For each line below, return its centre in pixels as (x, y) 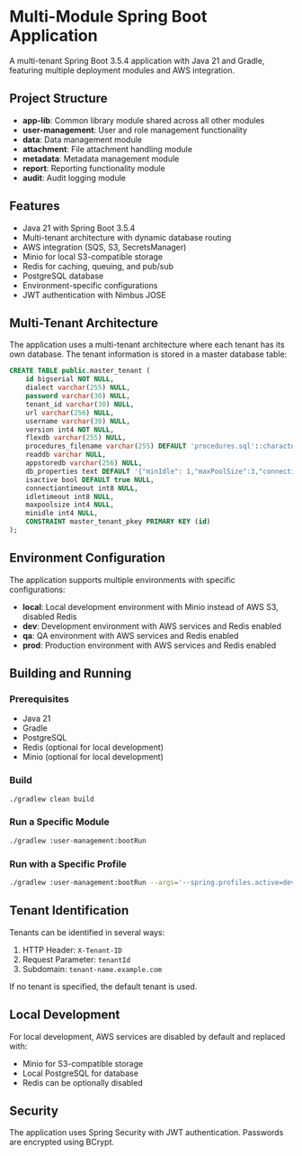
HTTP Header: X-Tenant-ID (72, 950)
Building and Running (71, 674)
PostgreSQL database (63, 276)
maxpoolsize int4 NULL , (70, 505)
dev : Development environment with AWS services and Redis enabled (151, 626)
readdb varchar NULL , (66, 455)
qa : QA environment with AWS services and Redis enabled (130, 635)
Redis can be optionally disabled (82, 1082)
